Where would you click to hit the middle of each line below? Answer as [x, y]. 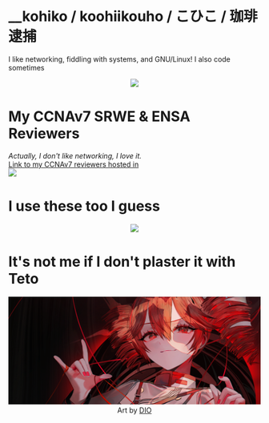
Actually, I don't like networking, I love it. [75, 155]
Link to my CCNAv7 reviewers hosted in [74, 164]
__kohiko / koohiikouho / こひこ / [117, 16]
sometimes [26, 67]
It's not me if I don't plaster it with [122, 262]
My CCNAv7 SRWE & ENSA [99, 117]
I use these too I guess [84, 206]
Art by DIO [134, 410]
